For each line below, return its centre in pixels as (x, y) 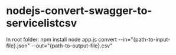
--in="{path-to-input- (144, 39)
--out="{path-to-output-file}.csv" (72, 46)
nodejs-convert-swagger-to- (79, 11)
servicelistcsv (42, 23)
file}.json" (18, 46)
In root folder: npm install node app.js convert (61, 39)
